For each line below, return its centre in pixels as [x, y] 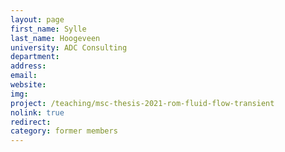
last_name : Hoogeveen [55, 38]
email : [24, 76]
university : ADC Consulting [69, 47]
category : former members [64, 131]
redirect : [31, 122]
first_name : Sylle [48, 29]
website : [28, 85]
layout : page [37, 19]
